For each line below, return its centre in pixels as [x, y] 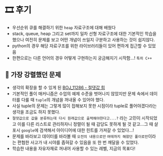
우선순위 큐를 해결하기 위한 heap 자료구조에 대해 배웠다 [64, 27]
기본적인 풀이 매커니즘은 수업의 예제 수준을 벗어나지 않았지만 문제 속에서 [80, 94]
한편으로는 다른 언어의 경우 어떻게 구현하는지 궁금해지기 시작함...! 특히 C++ [82, 58]
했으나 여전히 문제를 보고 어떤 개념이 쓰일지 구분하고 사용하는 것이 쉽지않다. [83, 39]
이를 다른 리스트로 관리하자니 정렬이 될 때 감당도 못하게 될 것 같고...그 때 [85, 124]
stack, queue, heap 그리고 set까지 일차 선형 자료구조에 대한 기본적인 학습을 [84, 33]
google [28, 130]
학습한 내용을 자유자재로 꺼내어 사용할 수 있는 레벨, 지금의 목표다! [73, 148]
